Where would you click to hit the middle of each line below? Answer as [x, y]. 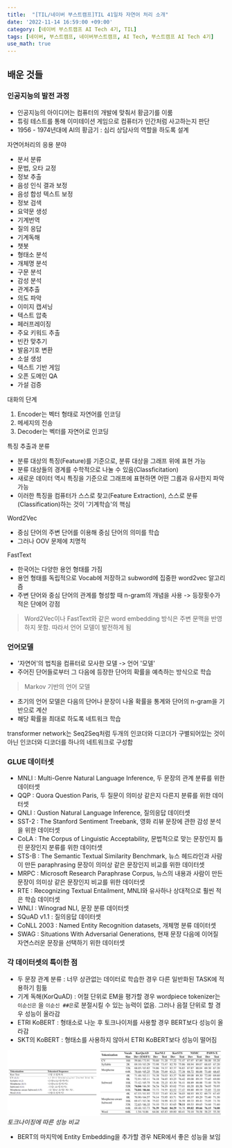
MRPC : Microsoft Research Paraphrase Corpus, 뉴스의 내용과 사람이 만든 [120, 873]
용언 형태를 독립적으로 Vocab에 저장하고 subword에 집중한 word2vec [112, 577]
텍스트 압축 [32, 315]
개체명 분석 [32, 263]
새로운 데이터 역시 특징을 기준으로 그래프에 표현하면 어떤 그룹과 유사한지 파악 [121, 478]
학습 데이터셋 [42, 899]
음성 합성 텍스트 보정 [45, 193]
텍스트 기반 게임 [38, 367]
